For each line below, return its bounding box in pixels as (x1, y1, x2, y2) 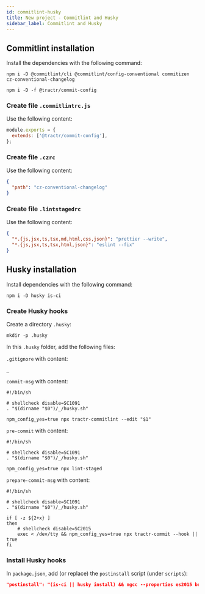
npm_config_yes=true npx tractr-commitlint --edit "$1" (6, 416, 151, 423)
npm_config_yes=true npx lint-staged (6, 465, 103, 472)
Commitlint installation (6, 43, 95, 53)
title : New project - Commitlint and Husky (6, 15, 119, 21)
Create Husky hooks (6, 307, 68, 315)
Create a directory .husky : (6, 320, 72, 328)
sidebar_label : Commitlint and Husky (6, 20, 103, 26)
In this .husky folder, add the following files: (6, 343, 116, 350)
